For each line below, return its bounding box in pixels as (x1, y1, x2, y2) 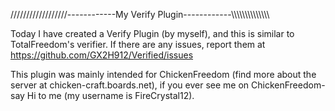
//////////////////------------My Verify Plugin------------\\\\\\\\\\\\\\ (10, 9, 270, 20)
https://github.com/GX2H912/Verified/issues (10, 49, 194, 61)
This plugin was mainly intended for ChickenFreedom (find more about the (10, 69, 317, 80)
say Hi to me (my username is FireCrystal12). (10, 90, 195, 101)
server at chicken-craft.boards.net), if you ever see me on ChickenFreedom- (10, 79, 326, 91)
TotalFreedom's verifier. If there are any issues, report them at (10, 39, 266, 50)
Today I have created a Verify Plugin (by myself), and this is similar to (10, 28, 295, 39)
